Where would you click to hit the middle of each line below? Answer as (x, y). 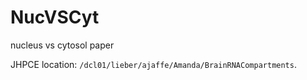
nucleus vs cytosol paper (62, 45)
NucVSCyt (55, 17)
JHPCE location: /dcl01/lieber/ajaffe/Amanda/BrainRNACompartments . (153, 64)
